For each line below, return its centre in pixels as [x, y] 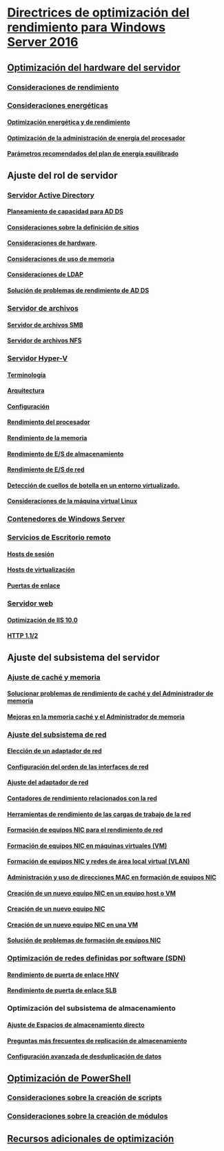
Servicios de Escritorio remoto [59, 538]
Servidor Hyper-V [37, 358]
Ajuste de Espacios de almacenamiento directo [76, 1025]
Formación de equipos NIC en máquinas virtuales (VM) [87, 845]
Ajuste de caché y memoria [54, 677]
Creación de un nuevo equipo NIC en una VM [73, 925]
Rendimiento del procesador [49, 422]
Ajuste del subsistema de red [57, 735]
